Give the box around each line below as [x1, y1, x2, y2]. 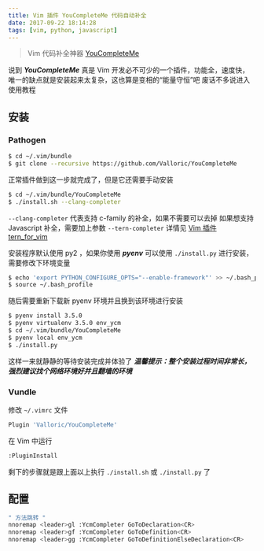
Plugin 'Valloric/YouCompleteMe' [8, 420, 118, 429]
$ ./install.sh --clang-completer [8, 198, 122, 205]
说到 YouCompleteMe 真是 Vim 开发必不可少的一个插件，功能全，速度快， [8, 65, 250, 75]
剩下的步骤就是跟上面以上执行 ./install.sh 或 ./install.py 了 [8, 467, 211, 476]
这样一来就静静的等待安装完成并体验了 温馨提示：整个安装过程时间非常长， [8, 356, 251, 366]
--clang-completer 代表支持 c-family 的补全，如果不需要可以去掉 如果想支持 [8, 213, 254, 223]
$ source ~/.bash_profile [8, 281, 93, 289]
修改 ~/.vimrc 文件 [8, 405, 68, 414]
